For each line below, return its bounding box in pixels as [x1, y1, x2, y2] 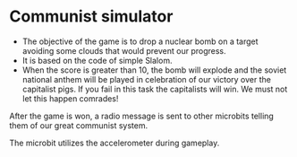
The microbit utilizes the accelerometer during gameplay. [9, 137, 220, 148]
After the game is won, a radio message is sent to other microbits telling [9, 110, 275, 121]
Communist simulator [9, 6, 174, 27]
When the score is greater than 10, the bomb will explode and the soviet [21, 65, 287, 75]
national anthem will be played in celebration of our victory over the [21, 74, 271, 84]
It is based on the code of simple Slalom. [21, 55, 173, 65]
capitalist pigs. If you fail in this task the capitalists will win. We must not [21, 83, 288, 94]
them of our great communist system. [9, 119, 148, 131]
